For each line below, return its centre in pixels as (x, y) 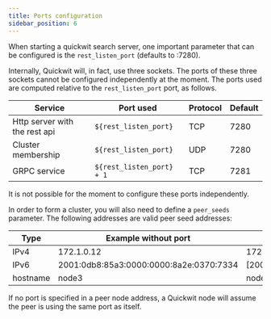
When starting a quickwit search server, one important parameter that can (131, 46)
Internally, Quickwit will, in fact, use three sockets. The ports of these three (133, 70)
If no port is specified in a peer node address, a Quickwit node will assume (132, 298)
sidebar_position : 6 (43, 23)
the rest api (34, 132)
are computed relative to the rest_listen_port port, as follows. (113, 88)
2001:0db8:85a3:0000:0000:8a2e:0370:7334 (148, 265)
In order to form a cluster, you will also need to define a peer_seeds (119, 209)
